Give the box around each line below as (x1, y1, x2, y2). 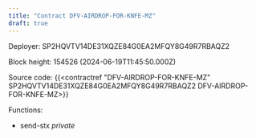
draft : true (8, 19, 48, 27)
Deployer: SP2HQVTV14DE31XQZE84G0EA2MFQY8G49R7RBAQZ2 (8, 41, 230, 51)
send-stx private (19, 120, 75, 130)
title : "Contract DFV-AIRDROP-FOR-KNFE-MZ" (8, 11, 156, 20)
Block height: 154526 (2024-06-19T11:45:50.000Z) (8, 57, 177, 67)
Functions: (8, 105, 43, 115)
